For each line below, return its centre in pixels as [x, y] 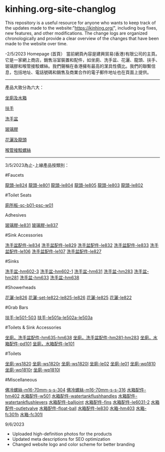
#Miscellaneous [21, 380]
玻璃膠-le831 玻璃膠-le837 [32, 225]
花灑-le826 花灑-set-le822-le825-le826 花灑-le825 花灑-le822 [69, 297]
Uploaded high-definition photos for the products [62, 434]
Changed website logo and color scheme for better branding [73, 444]
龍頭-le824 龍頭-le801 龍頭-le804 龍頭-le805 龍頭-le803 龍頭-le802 [74, 185]
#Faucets [14, 175]
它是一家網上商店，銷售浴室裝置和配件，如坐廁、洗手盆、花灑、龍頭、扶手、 [82, 60]
